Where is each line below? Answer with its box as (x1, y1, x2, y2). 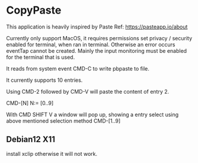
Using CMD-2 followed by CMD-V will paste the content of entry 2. (6, 88, 170, 95)
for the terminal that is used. (6, 53, 75, 60)
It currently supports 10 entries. (6, 76, 83, 84)
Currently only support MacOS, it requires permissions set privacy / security (6, 34, 193, 41)
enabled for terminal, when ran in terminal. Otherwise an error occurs (6, 41, 175, 48)
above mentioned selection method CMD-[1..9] (6, 117, 121, 124)
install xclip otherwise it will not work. (6, 150, 98, 157)
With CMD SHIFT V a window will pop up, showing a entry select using (6, 111, 179, 118)
